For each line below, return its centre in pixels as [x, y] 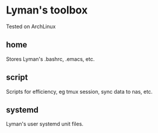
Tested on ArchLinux [31, 26]
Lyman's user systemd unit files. [45, 124]
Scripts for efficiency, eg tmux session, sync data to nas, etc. [79, 91]
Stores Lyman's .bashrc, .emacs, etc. [50, 59]
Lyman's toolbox [47, 10]
